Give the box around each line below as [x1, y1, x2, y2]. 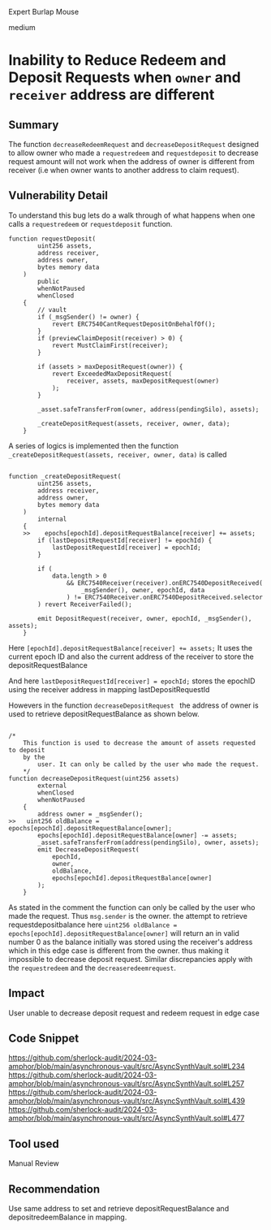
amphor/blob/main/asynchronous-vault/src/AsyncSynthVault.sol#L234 [8, 1062, 246, 1072]
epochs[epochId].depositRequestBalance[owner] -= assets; [37, 831, 238, 839]
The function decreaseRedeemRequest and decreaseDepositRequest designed [8, 140, 260, 149]
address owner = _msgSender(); [37, 810, 144, 818]
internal [37, 515, 67, 523]
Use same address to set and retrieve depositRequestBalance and [8, 1204, 230, 1214]
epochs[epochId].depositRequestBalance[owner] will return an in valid [8, 928, 239, 938]
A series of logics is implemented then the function [8, 440, 179, 450]
